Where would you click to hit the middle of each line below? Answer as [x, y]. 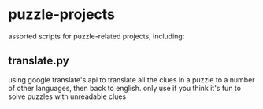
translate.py [39, 61]
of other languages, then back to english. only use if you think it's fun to [125, 88]
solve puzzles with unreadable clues [67, 96]
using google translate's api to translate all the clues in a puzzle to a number [131, 79]
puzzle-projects [62, 15]
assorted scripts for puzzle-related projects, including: [96, 36]
